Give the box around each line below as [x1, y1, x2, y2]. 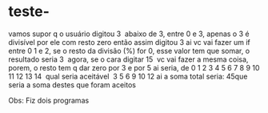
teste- [8, 2, 50, 21]
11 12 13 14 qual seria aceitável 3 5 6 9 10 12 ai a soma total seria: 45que [8, 71, 248, 81]
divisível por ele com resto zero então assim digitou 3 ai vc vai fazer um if [8, 37, 250, 46]
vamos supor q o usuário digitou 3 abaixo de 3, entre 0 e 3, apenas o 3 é [8, 29, 250, 38]
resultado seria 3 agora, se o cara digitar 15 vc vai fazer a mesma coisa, [8, 54, 249, 64]
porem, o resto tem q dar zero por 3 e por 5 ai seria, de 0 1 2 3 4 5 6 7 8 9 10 [8, 63, 260, 72]
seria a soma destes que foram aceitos [8, 79, 136, 90]
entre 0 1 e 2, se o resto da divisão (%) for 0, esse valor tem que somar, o [8, 46, 250, 55]
